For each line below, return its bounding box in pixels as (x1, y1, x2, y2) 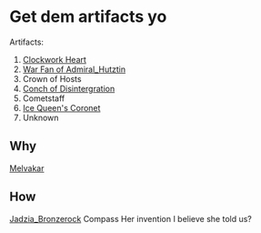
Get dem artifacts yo (9, 6, 167, 27)
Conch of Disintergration (22, 83, 115, 94)
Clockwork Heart (22, 54, 86, 65)
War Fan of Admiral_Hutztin (22, 64, 125, 75)
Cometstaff (22, 93, 65, 104)
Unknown (22, 112, 59, 123)
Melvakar (9, 162, 45, 174)
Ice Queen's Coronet (22, 102, 101, 113)
